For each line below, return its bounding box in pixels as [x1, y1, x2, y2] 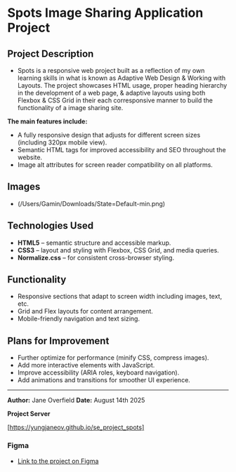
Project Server [7, 410, 51, 418]
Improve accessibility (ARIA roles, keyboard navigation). [17, 368, 180, 377]
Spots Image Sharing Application [7, 5, 204, 21]
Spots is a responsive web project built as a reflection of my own [17, 67, 205, 74]
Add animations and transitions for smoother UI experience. [17, 376, 191, 384]
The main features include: [7, 117, 88, 126]
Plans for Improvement [7, 335, 110, 346]
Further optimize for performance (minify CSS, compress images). [17, 353, 209, 362]
